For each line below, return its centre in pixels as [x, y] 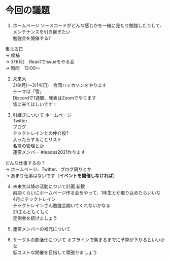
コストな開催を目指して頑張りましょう [57, 252]
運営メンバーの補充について [42, 229]
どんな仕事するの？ [25, 162]
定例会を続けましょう [35, 218]
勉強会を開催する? [31, 38]
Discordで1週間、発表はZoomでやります [54, 97]
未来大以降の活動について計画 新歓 [49, 186]
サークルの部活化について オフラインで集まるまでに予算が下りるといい [87, 240]
